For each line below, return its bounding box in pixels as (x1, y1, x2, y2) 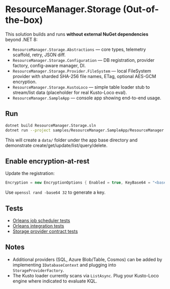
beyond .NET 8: (5, 37, 38, 43)
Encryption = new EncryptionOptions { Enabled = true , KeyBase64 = (5, 180, 151, 186)
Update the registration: (5, 170, 55, 176)
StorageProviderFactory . (12, 267, 64, 273)
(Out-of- (123, 4, 159, 15)
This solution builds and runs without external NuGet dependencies (5, 31, 148, 37)
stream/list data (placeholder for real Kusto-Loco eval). (12, 89, 127, 95)
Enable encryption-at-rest (5, 157, 90, 165)
